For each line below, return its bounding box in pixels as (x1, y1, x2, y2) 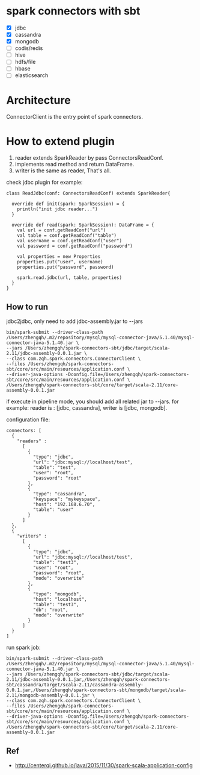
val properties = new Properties (17, 254, 101, 260)
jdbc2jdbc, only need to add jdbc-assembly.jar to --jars (6, 318, 143, 325)
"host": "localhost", (32, 597, 87, 603)
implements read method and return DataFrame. (14, 161, 135, 168)
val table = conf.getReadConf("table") (17, 233, 117, 239)
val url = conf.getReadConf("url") (17, 227, 106, 233)
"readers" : (17, 438, 47, 444)
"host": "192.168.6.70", (32, 501, 95, 507)
